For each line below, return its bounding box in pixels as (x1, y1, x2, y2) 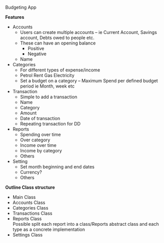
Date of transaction (20, 115, 61, 121)
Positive (27, 46, 44, 51)
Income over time (20, 142, 57, 148)
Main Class (12, 194, 36, 200)
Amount (20, 110, 37, 116)
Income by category (20, 148, 62, 153)
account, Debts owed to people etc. (20, 35, 95, 40)
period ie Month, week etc (20, 83, 75, 89)
